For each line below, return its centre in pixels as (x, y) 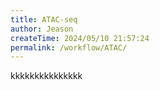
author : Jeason (42, 29)
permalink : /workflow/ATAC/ (69, 47)
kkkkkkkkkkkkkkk (46, 76)
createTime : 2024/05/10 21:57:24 (80, 38)
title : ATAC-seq (44, 19)
